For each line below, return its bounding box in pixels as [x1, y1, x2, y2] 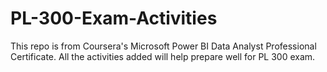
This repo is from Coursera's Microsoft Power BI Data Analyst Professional [10, 40, 317, 52]
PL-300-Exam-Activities [10, 7, 218, 30]
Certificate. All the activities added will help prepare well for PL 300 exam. [10, 50, 316, 62]
